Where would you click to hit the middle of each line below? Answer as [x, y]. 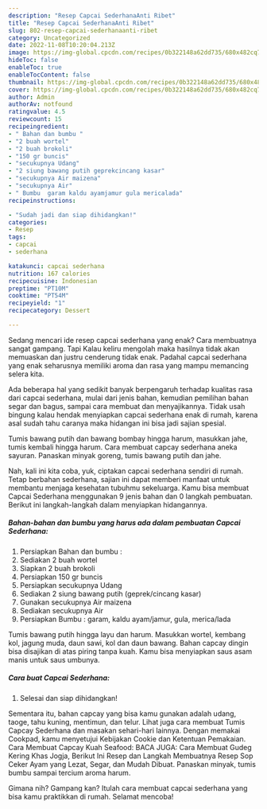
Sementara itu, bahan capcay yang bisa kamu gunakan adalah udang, [122, 714]
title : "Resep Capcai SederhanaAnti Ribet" [81, 23]
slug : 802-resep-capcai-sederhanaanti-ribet [83, 30]
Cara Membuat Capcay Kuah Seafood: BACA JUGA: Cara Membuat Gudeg [130, 747]
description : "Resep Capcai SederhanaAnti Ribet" [92, 16]
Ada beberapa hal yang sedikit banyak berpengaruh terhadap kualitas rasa [130, 389]
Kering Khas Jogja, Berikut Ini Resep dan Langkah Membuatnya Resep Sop [131, 756]
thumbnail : [26, 82]
